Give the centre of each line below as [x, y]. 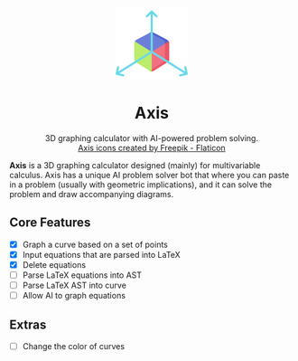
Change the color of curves [73, 346]
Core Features [50, 223]
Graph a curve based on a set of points [95, 244]
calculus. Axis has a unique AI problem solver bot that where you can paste [149, 175]
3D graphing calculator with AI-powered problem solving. [152, 138]
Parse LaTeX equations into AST [82, 275]
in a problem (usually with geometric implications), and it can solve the [141, 185]
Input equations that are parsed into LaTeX [101, 254]
